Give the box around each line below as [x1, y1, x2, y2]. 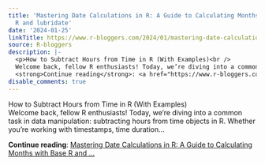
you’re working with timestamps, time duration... [8, 124, 166, 134]
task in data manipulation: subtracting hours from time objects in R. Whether [8, 116, 256, 126]
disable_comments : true [8, 77, 87, 85]
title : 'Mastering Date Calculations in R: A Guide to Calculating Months [8, 11, 259, 20]
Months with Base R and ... [8, 148, 95, 158]
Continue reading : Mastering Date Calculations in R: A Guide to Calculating [8, 140, 252, 149]
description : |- [8, 48, 62, 56]
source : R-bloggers [8, 41, 73, 49]
